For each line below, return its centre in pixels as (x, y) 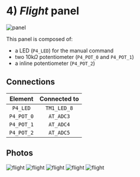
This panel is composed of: (40, 39)
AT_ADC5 (59, 133)
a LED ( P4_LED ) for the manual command (64, 50)
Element (21, 98)
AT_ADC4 (59, 124)
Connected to (59, 98)
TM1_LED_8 (59, 108)
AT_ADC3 (59, 116)
